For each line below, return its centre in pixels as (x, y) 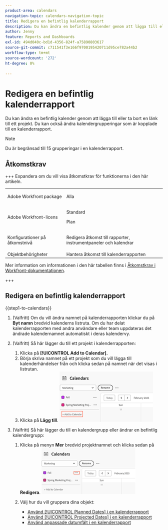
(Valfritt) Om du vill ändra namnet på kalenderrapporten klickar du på (83, 317)
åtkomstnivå (20, 243)
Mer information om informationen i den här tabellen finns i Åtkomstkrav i (80, 265)
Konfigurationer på (26, 237)
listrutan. (29, 369)
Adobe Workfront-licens (32, 217)
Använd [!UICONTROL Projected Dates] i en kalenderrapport (90, 517)
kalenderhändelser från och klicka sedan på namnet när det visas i (88, 363)
